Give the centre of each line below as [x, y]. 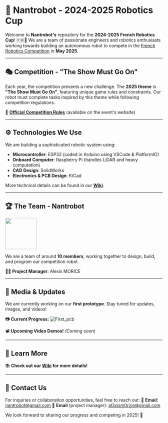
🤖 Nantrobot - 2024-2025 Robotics [79, 10]
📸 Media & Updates [35, 292]
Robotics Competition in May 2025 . [42, 51]
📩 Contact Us [26, 388]
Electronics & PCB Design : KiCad [47, 175]
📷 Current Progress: [27, 319]
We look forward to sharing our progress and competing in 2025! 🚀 [74, 415]
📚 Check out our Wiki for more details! [46, 365]
